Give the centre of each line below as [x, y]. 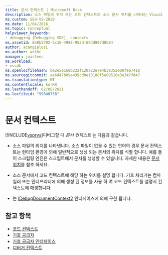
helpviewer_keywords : [28, 33]
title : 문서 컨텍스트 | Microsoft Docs [44, 10]
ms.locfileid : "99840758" [32, 94]
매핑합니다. [41, 188]
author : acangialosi [27, 47]
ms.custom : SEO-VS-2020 [30, 19]
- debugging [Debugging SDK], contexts [47, 38]
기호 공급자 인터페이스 [34, 241]
